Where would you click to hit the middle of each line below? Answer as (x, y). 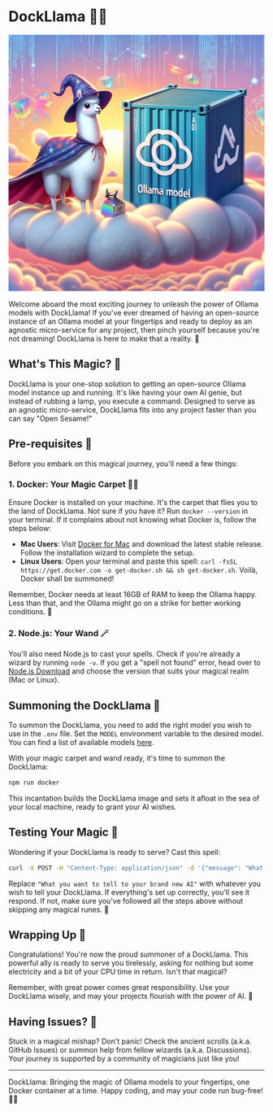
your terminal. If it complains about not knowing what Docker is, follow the (133, 519)
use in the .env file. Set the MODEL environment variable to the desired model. (136, 733)
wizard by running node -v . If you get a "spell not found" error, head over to (135, 663)
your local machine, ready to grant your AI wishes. (93, 807)
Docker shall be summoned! (67, 578)
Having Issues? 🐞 (53, 1021)
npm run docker (34, 783)
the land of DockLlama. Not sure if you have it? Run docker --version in (128, 511)
